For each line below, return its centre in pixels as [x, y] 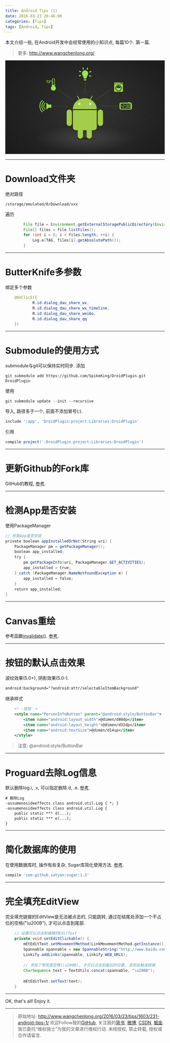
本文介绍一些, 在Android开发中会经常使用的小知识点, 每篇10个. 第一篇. [78, 42]
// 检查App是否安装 [24, 536]
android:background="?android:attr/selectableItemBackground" [72, 688]
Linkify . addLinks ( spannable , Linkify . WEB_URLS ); [76, 954]
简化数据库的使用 [41, 850]
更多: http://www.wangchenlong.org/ [56, 53]
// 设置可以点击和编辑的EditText [46, 933]
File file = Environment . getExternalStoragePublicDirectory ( [89, 224]
